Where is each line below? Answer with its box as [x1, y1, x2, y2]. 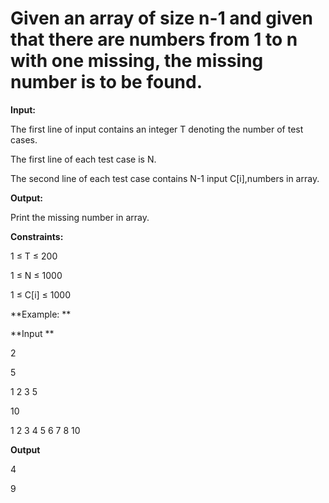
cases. [10, 133, 38, 146]
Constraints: [10, 230, 64, 242]
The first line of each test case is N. [10, 153, 157, 165]
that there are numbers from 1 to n [10, 28, 298, 51]
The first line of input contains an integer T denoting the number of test [10, 123, 304, 135]
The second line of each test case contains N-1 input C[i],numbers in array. [10, 172, 320, 184]
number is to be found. [10, 71, 203, 94]
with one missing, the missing [10, 50, 264, 72]
